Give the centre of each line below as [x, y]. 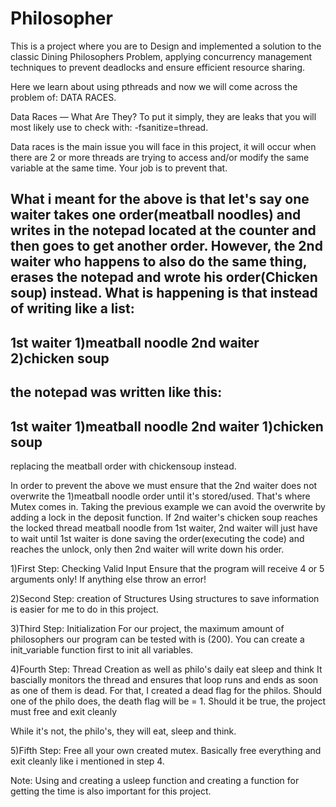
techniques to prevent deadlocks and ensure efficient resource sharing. [158, 67]
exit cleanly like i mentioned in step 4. [87, 761]
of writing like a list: [72, 308]
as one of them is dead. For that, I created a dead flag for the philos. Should [166, 690]
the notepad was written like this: [116, 392]
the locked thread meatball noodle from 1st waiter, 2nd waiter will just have [164, 528]
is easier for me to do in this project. [84, 609]
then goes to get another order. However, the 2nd [166, 246]
